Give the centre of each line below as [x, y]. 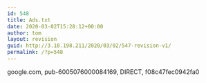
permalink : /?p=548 [35, 53]
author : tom [24, 33]
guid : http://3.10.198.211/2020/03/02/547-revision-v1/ [89, 46]
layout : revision [32, 39]
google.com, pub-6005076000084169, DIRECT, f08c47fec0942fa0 [103, 72]
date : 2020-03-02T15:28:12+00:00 [55, 26]
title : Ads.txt [29, 20]
